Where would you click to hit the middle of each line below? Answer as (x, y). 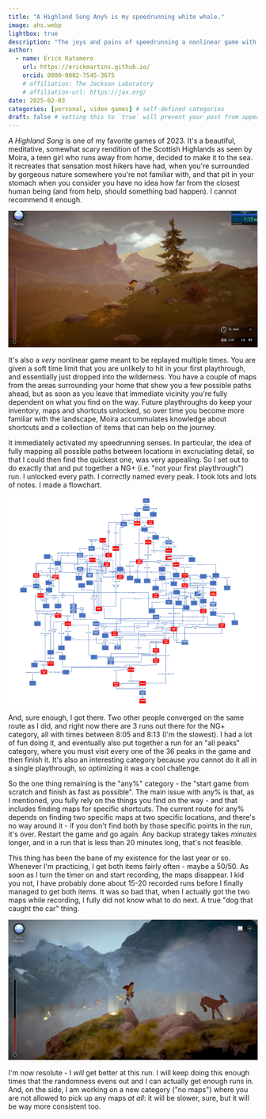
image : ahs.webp (35, 25)
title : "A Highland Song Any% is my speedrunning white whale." (116, 17)
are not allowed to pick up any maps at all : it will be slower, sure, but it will (129, 1098)
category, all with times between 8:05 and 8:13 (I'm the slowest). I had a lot (130, 734)
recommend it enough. (45, 200)
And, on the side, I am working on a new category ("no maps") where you (128, 1090)
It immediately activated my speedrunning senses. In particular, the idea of (130, 443)
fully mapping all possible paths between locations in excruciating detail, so (131, 452)
